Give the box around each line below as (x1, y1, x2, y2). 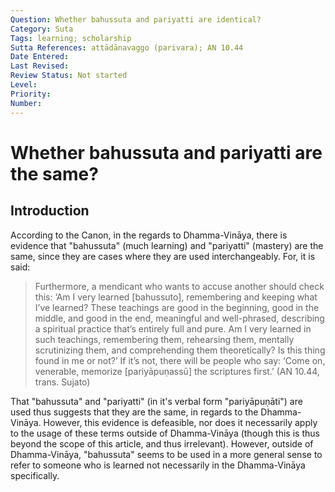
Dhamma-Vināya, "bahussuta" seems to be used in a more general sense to (10, 448, 323, 460)
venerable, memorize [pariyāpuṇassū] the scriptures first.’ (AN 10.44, (34, 365, 320, 377)
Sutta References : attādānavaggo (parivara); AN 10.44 (10, 42, 244, 53)
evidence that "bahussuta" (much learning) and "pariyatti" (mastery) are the (10, 239, 324, 251)
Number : (10, 98, 43, 108)
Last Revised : (10, 61, 70, 71)
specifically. (10, 469, 60, 481)
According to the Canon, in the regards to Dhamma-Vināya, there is (10, 229, 288, 241)
